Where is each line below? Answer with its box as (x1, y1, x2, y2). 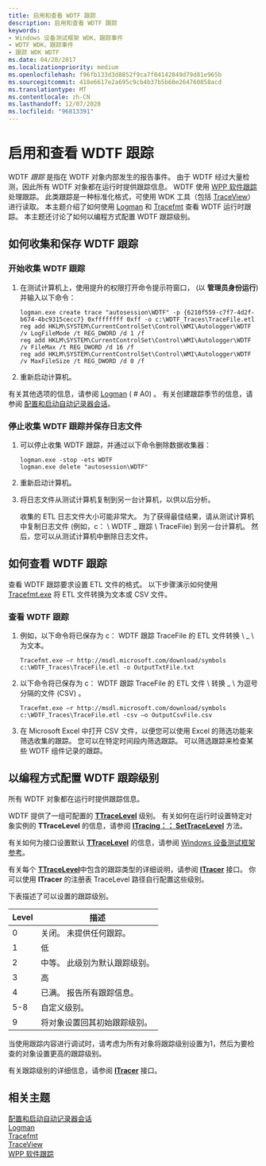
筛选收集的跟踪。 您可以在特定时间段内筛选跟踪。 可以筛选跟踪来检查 (19, 736, 247, 746)
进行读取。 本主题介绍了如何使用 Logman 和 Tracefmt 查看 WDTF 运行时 (8, 202, 245, 211)
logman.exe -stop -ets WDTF (19, 456, 113, 464)
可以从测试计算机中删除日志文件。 (40, 531, 152, 541)
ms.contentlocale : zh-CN (8, 93, 91, 101)
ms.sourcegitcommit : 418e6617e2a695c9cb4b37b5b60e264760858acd (8, 78, 222, 86)
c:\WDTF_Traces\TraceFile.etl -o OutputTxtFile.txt (19, 664, 195, 672)
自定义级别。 (40, 1002, 89, 1013)
